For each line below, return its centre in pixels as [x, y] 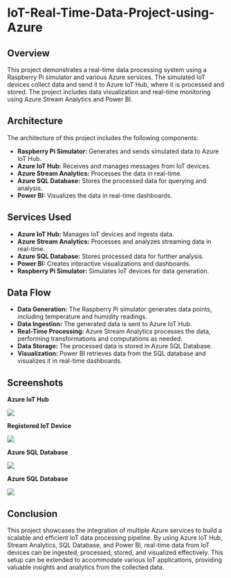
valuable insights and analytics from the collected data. [86, 568]
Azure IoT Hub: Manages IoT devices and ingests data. [95, 234]
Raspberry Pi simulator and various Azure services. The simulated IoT [107, 77]
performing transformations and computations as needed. [100, 339]
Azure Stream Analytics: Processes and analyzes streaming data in [114, 241]
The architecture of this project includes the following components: [103, 137]
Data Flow [29, 293]
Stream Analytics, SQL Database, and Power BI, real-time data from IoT [108, 545]
